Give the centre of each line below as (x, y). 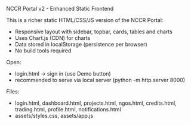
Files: (13, 91)
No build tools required (43, 51)
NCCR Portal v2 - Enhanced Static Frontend (60, 9)
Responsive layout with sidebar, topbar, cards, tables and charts (94, 32)
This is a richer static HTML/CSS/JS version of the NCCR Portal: (85, 20)
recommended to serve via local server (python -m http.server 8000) (100, 80)
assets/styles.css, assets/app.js (54, 116)
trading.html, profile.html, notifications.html (68, 109)
